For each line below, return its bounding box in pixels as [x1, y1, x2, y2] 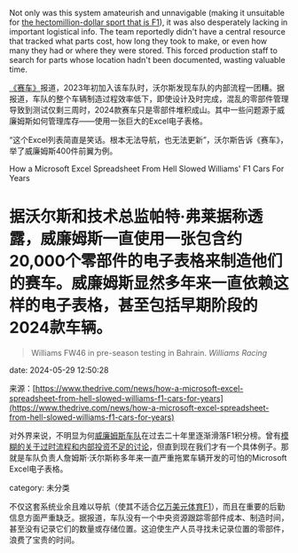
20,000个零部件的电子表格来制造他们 [9, 251, 283, 272]
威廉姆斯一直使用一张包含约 [40, 229, 243, 249]
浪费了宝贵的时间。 [9, 534, 80, 545]
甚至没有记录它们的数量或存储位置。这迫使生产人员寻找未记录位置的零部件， [9, 523, 289, 533]
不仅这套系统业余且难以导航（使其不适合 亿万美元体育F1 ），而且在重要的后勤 [9, 501, 286, 511]
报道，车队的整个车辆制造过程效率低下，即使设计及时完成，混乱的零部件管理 [9, 93, 289, 104]
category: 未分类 [9, 482, 70, 493]
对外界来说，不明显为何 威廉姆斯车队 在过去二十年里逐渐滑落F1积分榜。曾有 [9, 430, 281, 440]
